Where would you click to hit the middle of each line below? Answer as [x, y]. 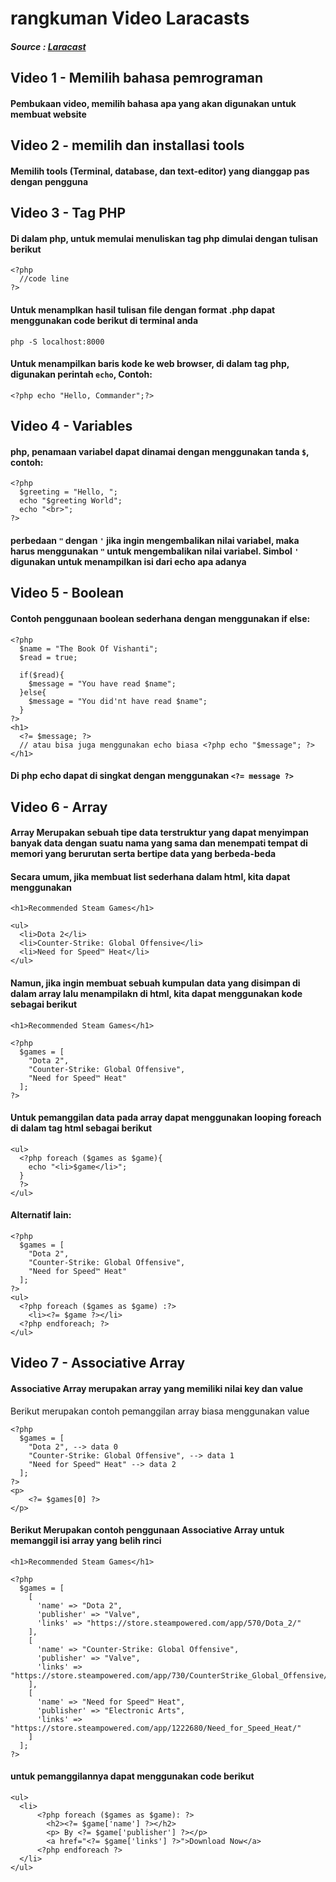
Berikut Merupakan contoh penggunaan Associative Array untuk [147, 1530]
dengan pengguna [49, 181]
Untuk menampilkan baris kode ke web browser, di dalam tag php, [150, 364]
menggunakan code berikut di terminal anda [104, 320]
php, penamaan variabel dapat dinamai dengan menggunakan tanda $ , [160, 451]
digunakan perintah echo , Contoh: [81, 374]
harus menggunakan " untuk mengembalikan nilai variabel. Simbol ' [155, 551]
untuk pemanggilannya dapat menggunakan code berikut [132, 1776]
